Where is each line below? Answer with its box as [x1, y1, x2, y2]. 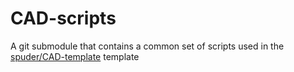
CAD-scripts [10, 7, 117, 30]
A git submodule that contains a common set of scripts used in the [10, 40, 285, 52]
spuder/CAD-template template [10, 50, 140, 62]
